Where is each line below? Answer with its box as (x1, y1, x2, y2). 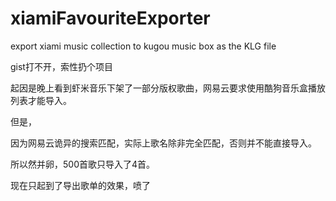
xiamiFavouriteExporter (10, 7, 211, 30)
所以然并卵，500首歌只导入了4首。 (10, 158, 156, 170)
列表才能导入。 (10, 94, 72, 106)
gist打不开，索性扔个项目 (10, 60, 113, 72)
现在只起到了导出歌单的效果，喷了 (10, 179, 151, 191)
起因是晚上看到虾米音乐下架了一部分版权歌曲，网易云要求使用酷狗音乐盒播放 (10, 82, 326, 94)
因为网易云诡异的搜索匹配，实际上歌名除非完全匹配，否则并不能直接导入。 (10, 137, 317, 149)
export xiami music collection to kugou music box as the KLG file (10, 40, 277, 52)
